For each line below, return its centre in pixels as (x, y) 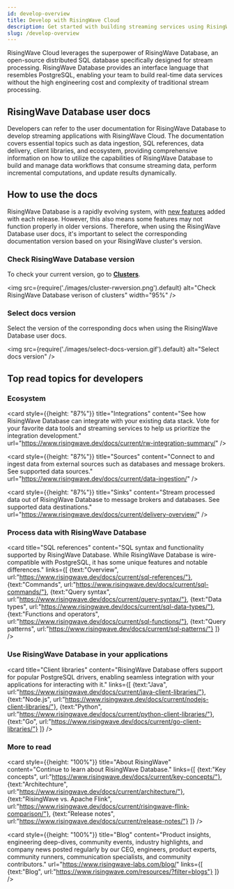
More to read (29, 747)
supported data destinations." (50, 507)
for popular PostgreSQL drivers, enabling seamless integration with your (111, 677)
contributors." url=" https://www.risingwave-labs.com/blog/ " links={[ (105, 865)
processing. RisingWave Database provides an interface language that (108, 68)
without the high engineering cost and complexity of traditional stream (108, 82)
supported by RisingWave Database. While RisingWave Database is (103, 555)
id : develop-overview (39, 14)
